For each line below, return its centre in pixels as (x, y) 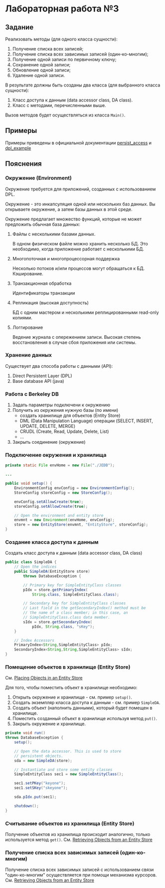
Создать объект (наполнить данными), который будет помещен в (82, 708)
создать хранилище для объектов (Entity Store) (70, 416)
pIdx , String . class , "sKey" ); (63, 627)
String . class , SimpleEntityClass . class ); (76, 594)
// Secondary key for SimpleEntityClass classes (75, 603)
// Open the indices (35, 567)
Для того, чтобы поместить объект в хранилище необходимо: (71, 688)
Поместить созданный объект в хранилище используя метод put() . (85, 719)
